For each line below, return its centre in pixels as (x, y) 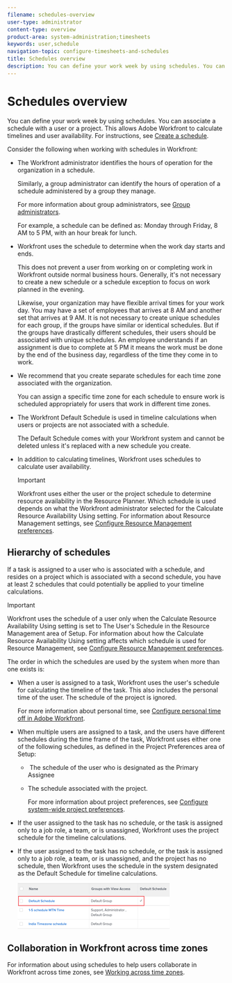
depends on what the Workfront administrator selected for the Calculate (120, 508)
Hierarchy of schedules (59, 553)
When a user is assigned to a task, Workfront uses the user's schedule (118, 682)
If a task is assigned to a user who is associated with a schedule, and (106, 569)
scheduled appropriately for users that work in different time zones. (114, 403)
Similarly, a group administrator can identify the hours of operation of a (119, 183)
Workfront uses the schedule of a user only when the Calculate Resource (112, 618)
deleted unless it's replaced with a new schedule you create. (104, 445)
